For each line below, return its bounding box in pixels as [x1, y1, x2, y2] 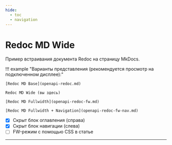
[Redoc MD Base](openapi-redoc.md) [5, 81, 81, 87]
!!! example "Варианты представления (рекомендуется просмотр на [5, 66, 154, 72]
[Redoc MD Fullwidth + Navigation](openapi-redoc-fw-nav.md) [5, 108, 139, 113]
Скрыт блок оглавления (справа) [12, 117, 85, 123]
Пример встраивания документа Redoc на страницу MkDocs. [5, 56, 140, 62]
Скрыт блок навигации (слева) [12, 123, 80, 129]
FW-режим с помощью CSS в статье [12, 129, 94, 135]
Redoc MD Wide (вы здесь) [5, 90, 60, 95]
